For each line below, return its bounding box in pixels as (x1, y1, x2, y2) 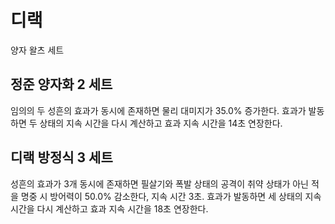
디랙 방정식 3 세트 (10, 149, 113, 166)
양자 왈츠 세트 (10, 44, 65, 56)
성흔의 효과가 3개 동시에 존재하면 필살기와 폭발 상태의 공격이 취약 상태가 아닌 (10, 177, 309, 190)
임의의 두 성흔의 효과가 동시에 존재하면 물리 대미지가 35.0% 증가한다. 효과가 (10, 104, 307, 116)
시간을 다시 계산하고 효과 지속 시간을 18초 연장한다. (10, 202, 209, 215)
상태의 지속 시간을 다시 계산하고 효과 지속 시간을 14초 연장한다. (39, 117, 283, 129)
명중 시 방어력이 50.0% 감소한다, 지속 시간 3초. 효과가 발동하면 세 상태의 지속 (20, 190, 322, 202)
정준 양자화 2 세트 (10, 76, 113, 93)
